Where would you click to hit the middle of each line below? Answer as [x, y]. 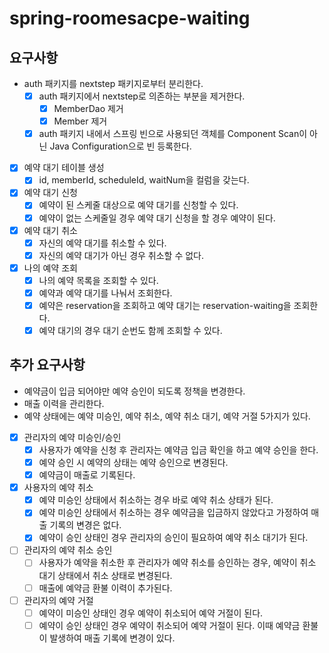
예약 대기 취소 [50, 230]
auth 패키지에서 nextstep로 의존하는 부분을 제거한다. [142, 96]
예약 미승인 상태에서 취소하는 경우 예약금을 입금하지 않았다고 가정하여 [173, 513]
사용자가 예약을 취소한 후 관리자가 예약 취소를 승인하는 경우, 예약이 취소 [177, 563]
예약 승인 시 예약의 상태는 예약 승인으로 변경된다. [133, 462]
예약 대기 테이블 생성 [64, 168]
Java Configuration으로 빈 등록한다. [120, 146]
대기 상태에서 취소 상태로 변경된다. [105, 575]
